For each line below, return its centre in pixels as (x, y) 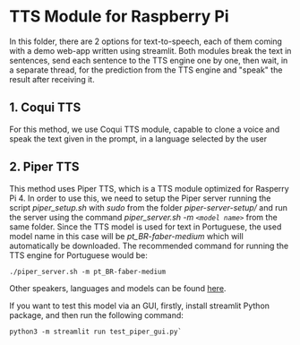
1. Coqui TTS (45, 108)
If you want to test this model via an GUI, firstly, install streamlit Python (140, 306)
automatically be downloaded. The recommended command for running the (149, 246)
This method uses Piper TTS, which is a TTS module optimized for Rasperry (149, 188)
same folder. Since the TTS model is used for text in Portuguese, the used (146, 227)
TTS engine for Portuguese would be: (78, 255)
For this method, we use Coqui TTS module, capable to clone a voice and (145, 129)
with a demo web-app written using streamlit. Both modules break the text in (150, 50)
